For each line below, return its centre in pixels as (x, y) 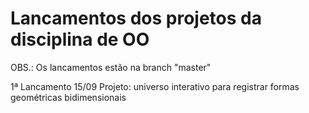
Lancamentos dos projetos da (136, 18)
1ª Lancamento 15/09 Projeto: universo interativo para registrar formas (155, 86)
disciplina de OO (80, 39)
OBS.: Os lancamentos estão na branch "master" (111, 67)
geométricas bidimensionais (68, 97)
